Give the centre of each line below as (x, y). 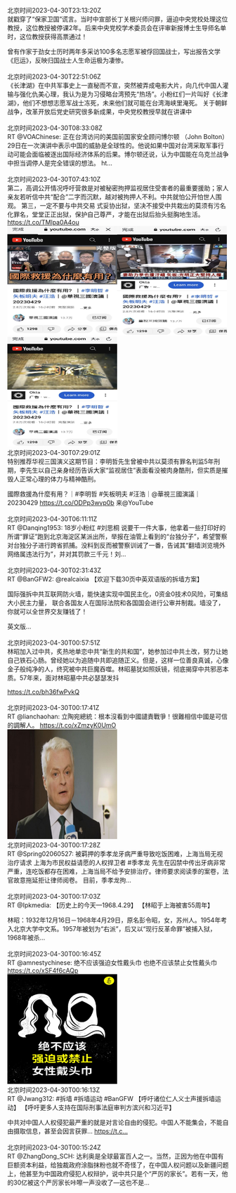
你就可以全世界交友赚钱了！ (47, 612)
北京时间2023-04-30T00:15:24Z (54, 1147)
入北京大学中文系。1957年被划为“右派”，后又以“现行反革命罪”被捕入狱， (112, 929)
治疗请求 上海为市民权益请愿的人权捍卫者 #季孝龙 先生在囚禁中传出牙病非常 (117, 863)
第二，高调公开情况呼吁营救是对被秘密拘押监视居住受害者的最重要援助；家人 (118, 188)
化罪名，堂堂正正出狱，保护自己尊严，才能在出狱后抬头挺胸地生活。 (106, 214)
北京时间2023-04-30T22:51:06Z (54, 77)
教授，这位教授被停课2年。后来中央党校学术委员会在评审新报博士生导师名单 (117, 28)
